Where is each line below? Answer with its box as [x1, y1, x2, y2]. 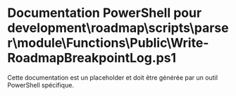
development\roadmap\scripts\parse [7, 20, 229, 36]
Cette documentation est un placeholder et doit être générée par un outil [7, 73, 218, 82]
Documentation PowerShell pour [7, 5, 202, 21]
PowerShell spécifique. [7, 80, 74, 89]
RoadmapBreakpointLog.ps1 [7, 50, 177, 66]
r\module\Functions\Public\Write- [7, 35, 209, 51]
